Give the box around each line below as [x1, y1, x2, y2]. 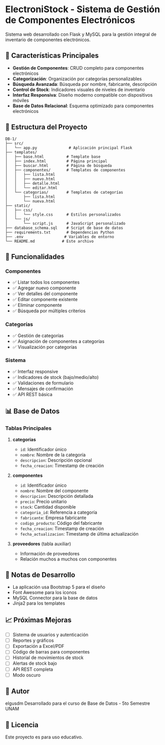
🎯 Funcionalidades [5, 252, 65, 261]
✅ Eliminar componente [12, 302, 62, 308]
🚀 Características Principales [5, 51, 99, 60]
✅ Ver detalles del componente [12, 291, 78, 297]
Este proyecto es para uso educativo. [5, 734, 83, 740]
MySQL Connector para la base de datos [12, 595, 98, 601]
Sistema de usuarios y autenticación [12, 632, 89, 638]
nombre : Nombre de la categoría [20, 452, 86, 458]
